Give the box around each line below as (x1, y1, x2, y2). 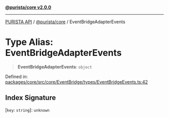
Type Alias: (5, 36, 54, 48)
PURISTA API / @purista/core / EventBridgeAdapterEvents (5, 19, 126, 25)
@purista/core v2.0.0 (5, 5, 51, 10)
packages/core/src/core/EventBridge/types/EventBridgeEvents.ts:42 (5, 79, 148, 85)
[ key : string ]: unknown (5, 107, 50, 113)
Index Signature (5, 93, 56, 102)
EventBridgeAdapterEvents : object (17, 64, 92, 70)
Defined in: (5, 73, 28, 80)
